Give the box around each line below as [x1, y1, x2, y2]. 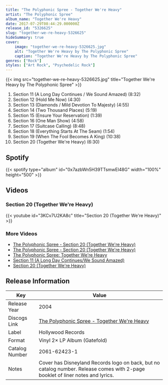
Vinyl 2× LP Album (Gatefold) [38, 337, 108, 344]
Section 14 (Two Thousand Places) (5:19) [12, 107, 97, 113]
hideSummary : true [5, 35, 44, 40]
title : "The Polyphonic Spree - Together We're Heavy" [5, 7, 122, 12]
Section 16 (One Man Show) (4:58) [12, 118, 84, 124]
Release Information [5, 277, 70, 286]
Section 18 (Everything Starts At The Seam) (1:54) [12, 128, 115, 134]
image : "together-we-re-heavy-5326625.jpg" [14, 44, 107, 49]
